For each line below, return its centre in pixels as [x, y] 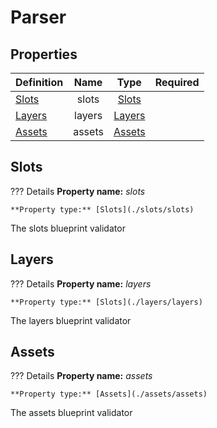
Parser [38, 17]
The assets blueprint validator [71, 413]
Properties [44, 54]
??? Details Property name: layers [81, 283]
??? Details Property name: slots [78, 191]
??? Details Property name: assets [81, 376]
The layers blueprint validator [71, 320]
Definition [39, 82]
